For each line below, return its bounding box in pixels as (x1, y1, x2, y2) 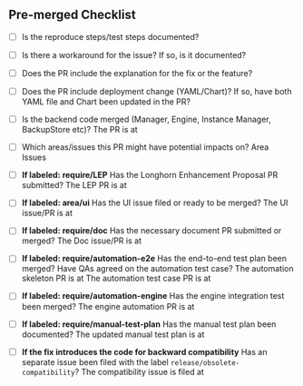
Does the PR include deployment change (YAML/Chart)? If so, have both (21, 86, 292, 96)
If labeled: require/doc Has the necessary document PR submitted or (21, 225, 282, 236)
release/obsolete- (170, 358, 240, 367)
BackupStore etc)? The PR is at (21, 124, 138, 135)
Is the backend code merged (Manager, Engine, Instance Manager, (21, 114, 271, 125)
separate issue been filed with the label (21, 356, 169, 367)
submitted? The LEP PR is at (21, 180, 128, 191)
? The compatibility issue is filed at (74, 366, 205, 377)
